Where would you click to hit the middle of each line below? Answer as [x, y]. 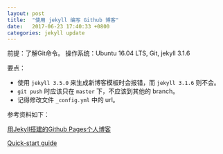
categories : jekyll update [46, 33]
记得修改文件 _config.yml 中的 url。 [68, 100]
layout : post [26, 13]
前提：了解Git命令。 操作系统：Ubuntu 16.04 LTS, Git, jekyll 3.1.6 [99, 53]
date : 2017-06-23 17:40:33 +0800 [59, 26]
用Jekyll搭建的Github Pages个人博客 [59, 129]
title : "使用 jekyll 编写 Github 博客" [63, 20]
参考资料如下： [28, 115]
